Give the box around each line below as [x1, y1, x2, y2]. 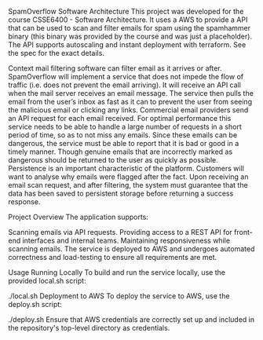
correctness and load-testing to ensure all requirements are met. [8, 253, 217, 261]
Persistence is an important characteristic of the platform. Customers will [8, 164, 245, 173]
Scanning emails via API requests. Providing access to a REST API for [8, 228, 233, 236]
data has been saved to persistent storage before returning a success [8, 188, 234, 198]
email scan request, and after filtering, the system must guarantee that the [8, 181, 249, 189]
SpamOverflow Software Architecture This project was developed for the [8, 7, 244, 16]
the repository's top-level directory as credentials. [8, 324, 170, 332]
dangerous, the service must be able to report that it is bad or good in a [8, 139, 239, 148]
